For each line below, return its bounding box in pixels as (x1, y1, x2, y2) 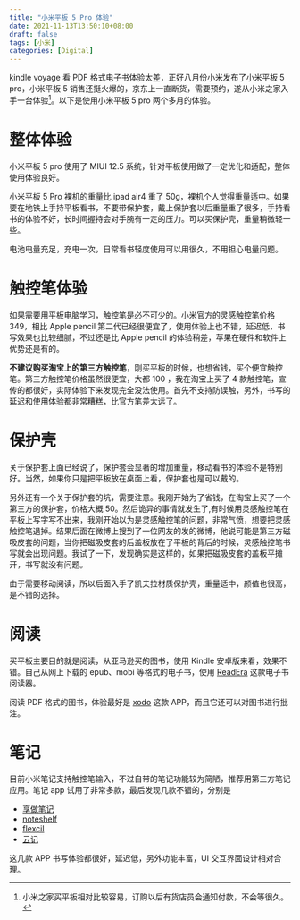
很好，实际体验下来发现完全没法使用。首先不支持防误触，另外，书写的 (32, 384, 291, 395)
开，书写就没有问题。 (9, 558, 87, 569)
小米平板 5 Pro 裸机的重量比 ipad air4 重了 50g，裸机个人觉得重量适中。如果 (9, 191, 290, 201)
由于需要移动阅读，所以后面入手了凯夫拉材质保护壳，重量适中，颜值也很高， (9, 578, 291, 589)
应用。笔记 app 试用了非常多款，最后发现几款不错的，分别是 (9, 785, 231, 796)
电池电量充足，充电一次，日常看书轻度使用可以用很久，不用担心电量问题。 (9, 243, 283, 254)
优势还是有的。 (9, 343, 64, 354)
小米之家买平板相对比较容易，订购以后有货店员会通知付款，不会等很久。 (21, 891, 288, 902)
